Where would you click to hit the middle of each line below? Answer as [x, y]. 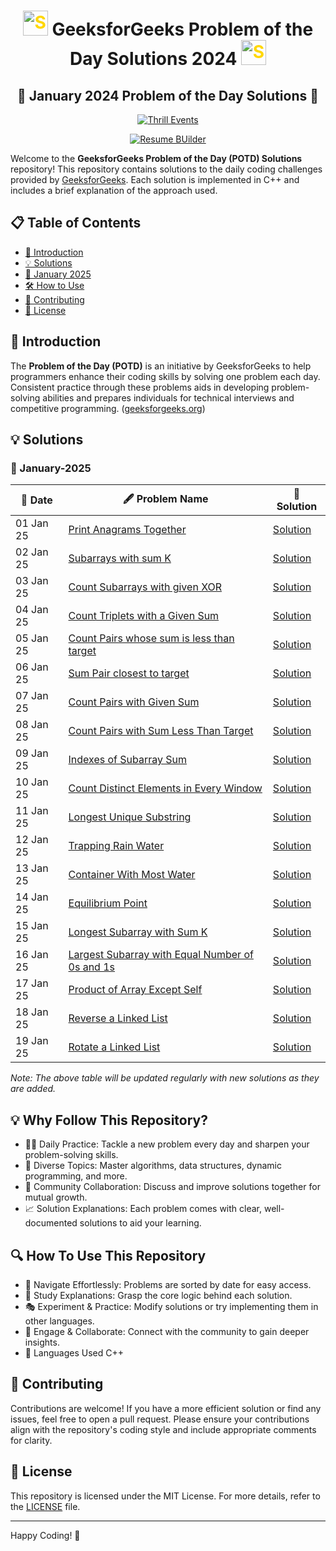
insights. [42, 1342]
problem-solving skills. [71, 1155]
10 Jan [32, 782]
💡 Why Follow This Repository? [109, 1120]
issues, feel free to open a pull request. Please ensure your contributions [160, 1419]
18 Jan [32, 1012]
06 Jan [32, 667]
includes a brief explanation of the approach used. [114, 190]
